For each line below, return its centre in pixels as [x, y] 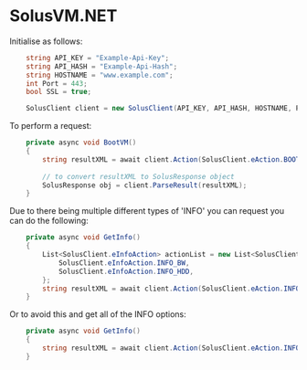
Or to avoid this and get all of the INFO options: [98, 314]
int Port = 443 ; [57, 83]
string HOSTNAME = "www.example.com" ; [100, 75]
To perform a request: [51, 126]
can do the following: [49, 221]
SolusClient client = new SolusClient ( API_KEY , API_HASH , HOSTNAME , [159, 109]
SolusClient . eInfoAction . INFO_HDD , [126, 271]
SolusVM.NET [64, 16]
